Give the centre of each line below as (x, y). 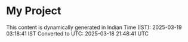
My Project (34, 11)
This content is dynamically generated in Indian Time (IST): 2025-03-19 (94, 27)
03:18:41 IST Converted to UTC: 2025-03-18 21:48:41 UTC (78, 33)
